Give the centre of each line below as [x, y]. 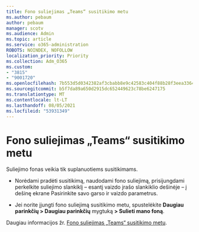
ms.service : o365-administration [47, 45]
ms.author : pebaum [29, 17]
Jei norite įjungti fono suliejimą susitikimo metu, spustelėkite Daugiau [99, 205]
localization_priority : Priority [47, 56]
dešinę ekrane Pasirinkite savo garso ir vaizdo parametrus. [86, 193]
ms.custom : [20, 67]
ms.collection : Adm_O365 [37, 61]
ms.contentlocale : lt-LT [37, 100]
